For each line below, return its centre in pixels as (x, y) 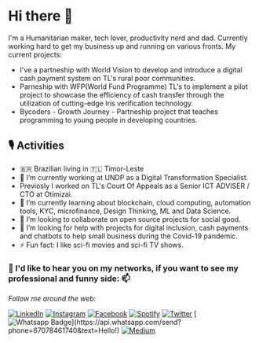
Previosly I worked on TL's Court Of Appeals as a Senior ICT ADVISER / (134, 186)
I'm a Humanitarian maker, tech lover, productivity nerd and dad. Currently (128, 38)
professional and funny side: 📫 (69, 278)
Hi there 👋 (40, 16)
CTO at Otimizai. (46, 194)
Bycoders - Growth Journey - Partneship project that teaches (119, 111)
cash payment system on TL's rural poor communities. (108, 78)
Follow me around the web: (52, 299)
